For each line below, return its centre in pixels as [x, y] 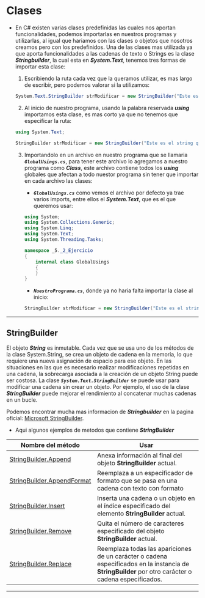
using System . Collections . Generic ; [69, 223]
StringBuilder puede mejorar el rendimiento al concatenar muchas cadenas [101, 393]
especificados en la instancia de [143, 564]
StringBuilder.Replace [41, 564]
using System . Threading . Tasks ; [64, 240]
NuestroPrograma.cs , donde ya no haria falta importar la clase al [113, 290]
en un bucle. [22, 400]
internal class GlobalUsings [73, 262]
